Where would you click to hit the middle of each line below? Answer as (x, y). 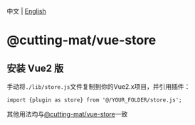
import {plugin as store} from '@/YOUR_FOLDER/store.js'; (94, 100)
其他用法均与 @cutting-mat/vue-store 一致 (67, 114)
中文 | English (27, 11)
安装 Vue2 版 (35, 68)
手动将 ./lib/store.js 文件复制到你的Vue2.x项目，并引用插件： (99, 87)
